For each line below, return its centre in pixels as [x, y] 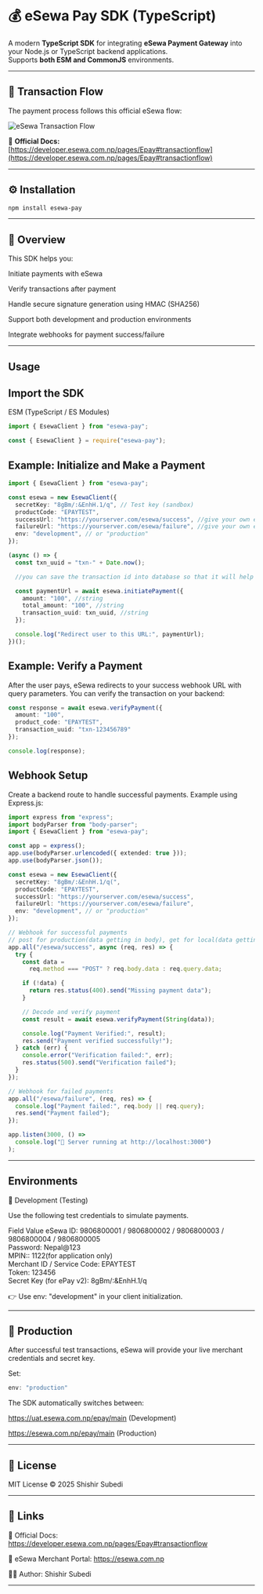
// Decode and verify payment [72, 1012]
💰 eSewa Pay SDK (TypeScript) [112, 16]
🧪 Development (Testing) [48, 1200]
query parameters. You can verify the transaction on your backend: [117, 693]
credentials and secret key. [52, 1359]
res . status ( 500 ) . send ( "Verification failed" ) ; [99, 1063]
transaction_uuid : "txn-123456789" [73, 730]
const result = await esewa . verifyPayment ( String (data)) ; [119, 1019]
